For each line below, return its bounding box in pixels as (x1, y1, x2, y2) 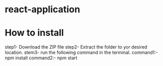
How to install (5, 27, 64, 39)
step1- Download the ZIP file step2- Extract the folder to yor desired (5, 44, 148, 50)
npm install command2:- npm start (5, 55, 78, 61)
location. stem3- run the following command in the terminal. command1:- (5, 50, 158, 56)
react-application (5, 4, 80, 15)
